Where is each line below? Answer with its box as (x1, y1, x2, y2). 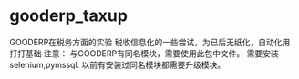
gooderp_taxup (9, 5, 128, 26)
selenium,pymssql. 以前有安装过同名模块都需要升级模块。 (9, 59, 226, 70)
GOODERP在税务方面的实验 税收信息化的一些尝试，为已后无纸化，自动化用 (9, 36, 291, 47)
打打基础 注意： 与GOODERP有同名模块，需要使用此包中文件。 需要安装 (9, 47, 280, 59)
